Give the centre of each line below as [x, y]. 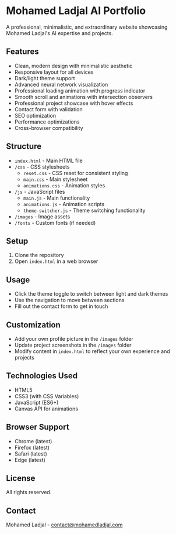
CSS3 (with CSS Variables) [47, 396]
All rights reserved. [29, 492]
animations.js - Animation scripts [64, 204]
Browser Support [38, 427]
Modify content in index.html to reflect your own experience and [92, 351]
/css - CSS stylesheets [42, 167]
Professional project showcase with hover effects [74, 103]
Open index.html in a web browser [56, 261]
